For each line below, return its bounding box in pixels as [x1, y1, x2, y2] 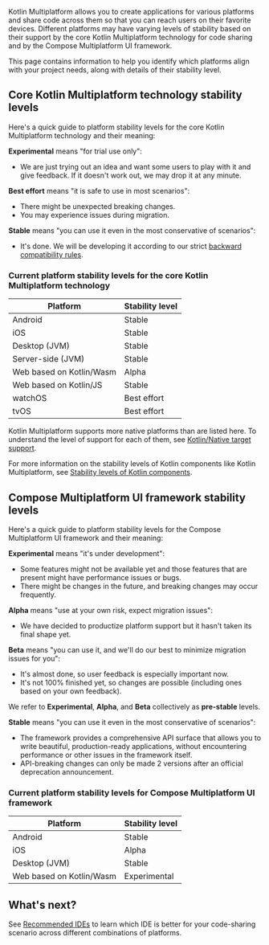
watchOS [12, 393, 47, 404]
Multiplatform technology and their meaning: [8, 130, 156, 140]
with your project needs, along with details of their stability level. [8, 65, 222, 75]
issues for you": [8, 653, 61, 663]
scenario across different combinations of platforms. [8, 928, 182, 938]
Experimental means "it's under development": [8, 548, 165, 558]
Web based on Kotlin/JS [12, 379, 103, 391]
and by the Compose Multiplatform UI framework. [8, 41, 173, 51]
